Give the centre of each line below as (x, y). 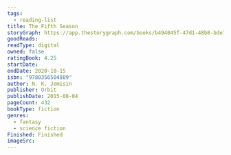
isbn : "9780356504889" (40, 77)
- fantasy (27, 122)
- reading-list (35, 20)
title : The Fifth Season (43, 26)
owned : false (26, 52)
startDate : (23, 64)
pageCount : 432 (29, 103)
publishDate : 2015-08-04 (43, 97)
